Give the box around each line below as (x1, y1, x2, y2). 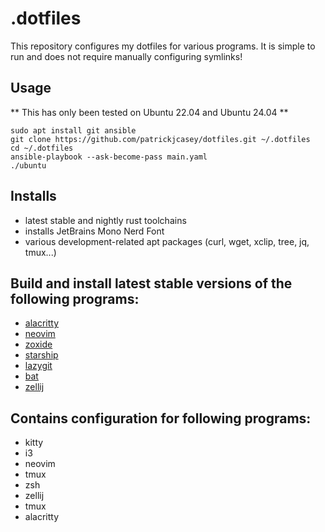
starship (24, 349, 59, 361)
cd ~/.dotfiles (10, 143, 74, 153)
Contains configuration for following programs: (10, 410, 312, 427)
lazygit (24, 360, 53, 372)
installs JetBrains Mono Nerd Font (24, 225, 165, 237)
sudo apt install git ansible (10, 125, 137, 136)
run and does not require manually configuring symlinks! (10, 50, 243, 62)
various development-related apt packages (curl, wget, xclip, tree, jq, (24, 235, 310, 247)
